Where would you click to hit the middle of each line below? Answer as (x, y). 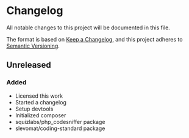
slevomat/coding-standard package (60, 128)
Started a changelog (41, 102)
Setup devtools (34, 109)
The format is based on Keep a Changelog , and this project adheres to (94, 39)
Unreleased (29, 65)
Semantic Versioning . (33, 46)
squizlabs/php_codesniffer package (60, 122)
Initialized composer (41, 115)
